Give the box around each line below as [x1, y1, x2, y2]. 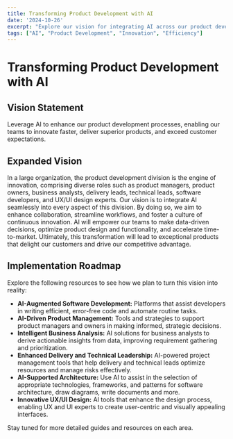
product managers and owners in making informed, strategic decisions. [17, 321, 222, 330]
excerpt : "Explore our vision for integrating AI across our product [7, 23, 213, 30]
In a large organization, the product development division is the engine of [7, 174, 216, 182]
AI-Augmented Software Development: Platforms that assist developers [17, 299, 226, 308]
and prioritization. [17, 343, 68, 351]
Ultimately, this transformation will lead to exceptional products [38, 233, 219, 241]
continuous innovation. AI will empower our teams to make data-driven [7, 218, 209, 226]
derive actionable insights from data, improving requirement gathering [17, 336, 218, 345]
